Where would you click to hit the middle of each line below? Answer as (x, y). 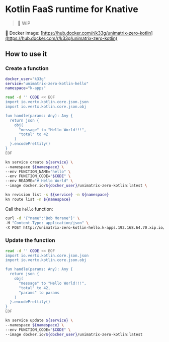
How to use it (26, 54)
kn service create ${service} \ (39, 162)
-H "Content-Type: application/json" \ (47, 223)
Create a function (27, 68)
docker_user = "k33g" (26, 79)
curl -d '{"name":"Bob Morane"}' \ (43, 218)
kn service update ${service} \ (39, 320)
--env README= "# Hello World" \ (39, 181)
